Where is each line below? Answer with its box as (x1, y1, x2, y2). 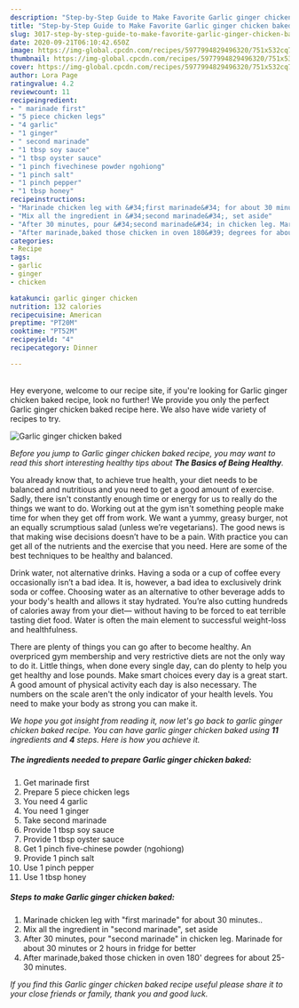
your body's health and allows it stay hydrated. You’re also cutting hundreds (10, 595, 288, 606)
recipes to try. (10, 413, 61, 423)
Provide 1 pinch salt (22, 852, 95, 863)
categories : (10, 237, 54, 246)
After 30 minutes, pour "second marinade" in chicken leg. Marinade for (22, 933, 283, 944)
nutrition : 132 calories (10, 302, 102, 311)
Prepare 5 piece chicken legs (22, 786, 130, 797)
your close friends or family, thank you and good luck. (10, 988, 209, 999)
